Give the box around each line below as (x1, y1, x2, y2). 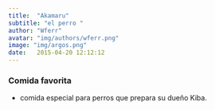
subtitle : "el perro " (8, 19, 84, 27)
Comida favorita (8, 75, 72, 86)
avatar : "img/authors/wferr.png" (8, 33, 119, 42)
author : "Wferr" (8, 26, 62, 34)
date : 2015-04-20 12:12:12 (8, 49, 105, 57)
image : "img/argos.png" (8, 41, 88, 49)
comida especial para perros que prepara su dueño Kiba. (19, 93, 207, 103)
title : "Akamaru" (8, 11, 69, 20)
